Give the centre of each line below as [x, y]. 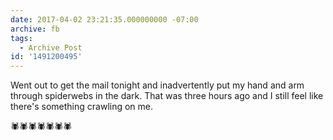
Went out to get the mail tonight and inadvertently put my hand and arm [157, 85]
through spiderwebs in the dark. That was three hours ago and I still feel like [167, 96]
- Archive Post [51, 47]
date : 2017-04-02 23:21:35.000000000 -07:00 [104, 19]
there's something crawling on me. [82, 107]
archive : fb [35, 29]
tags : [21, 38]
